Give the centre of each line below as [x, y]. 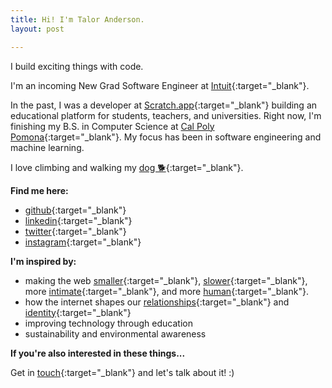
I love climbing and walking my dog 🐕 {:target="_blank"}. [127, 167]
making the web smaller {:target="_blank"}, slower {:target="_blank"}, [166, 280]
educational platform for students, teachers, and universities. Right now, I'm [166, 115]
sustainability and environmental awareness [115, 333]
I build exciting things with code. [77, 66]
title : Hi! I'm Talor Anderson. [77, 19]
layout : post [37, 29]
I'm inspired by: [43, 261]
